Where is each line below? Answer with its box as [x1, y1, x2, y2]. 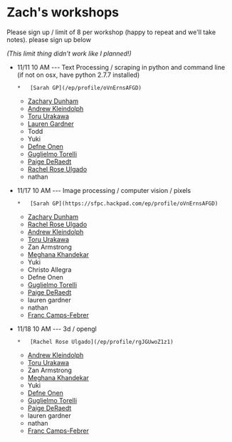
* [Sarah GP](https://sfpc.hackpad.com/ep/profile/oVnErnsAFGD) [16, 200, 218, 207]
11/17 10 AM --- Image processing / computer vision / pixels [16, 186, 191, 194]
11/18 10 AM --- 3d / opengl [16, 325, 97, 333]
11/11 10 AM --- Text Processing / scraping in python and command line [16, 63, 226, 71]
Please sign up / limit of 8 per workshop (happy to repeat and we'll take [6, 28, 216, 36]
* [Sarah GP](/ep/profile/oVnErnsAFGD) [16, 84, 142, 91]
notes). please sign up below [6, 35, 92, 43]
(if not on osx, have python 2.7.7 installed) [16, 70, 140, 79]
